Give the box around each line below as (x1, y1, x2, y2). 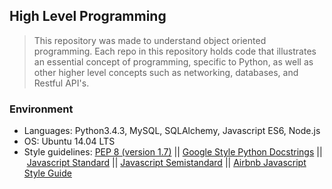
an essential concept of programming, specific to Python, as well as (33, 55, 314, 68)
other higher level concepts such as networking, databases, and (33, 66, 299, 78)
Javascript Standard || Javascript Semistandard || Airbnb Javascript (26, 157, 307, 169)
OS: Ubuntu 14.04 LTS (23, 135, 116, 148)
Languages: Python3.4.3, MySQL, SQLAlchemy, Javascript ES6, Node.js (23, 125, 321, 137)
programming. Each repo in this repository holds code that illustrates (33, 45, 317, 57)
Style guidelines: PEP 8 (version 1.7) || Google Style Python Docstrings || (23, 146, 323, 158)
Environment (9, 102, 74, 116)
